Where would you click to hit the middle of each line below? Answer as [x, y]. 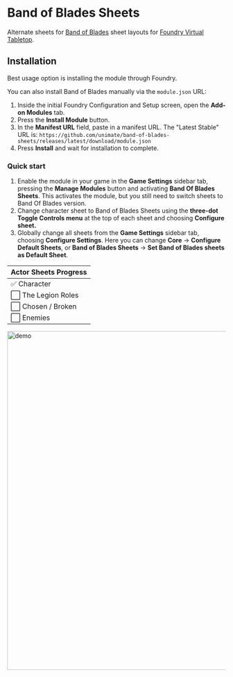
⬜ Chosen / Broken [44, 307]
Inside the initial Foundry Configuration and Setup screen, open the [113, 105]
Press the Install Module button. [63, 120]
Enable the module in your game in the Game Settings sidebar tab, [113, 181]
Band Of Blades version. [52, 204]
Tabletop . [21, 39]
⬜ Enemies [31, 318]
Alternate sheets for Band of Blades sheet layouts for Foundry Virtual [106, 32]
